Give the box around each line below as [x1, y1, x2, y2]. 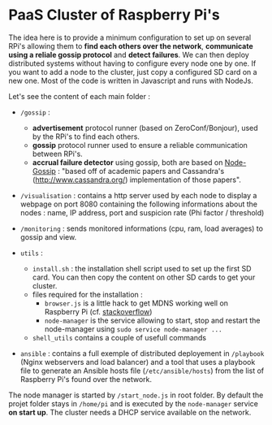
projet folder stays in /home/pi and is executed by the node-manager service [8, 398, 258, 408]
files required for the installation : [32, 289, 144, 299]
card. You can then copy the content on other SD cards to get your [32, 272, 256, 282]
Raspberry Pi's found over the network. [19, 374, 153, 384]
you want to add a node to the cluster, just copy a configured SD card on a [8, 67, 257, 76]
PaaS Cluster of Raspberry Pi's [8, 6, 221, 24]
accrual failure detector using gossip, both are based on [32, 157, 223, 167]
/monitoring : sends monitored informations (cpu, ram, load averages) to [19, 223, 264, 233]
